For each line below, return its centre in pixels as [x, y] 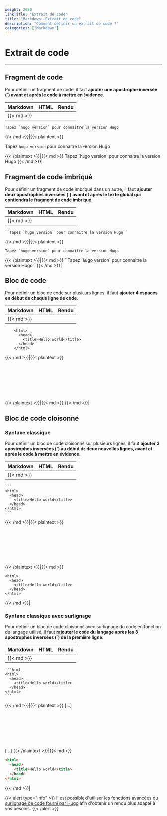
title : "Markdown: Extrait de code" [43, 19]
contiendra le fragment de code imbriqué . [49, 200]
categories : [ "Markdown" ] [32, 28]
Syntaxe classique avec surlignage [48, 616]
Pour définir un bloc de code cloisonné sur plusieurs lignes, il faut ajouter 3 [83, 443]
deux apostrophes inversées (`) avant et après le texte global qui [73, 194]
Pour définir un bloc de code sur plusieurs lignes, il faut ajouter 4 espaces [81, 293]
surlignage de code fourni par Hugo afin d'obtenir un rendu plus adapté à [80, 803]
